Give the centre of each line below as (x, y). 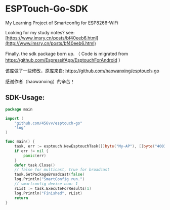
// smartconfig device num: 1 (46, 184)
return (21, 198)
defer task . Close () (35, 165)
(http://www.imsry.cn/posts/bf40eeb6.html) (51, 43)
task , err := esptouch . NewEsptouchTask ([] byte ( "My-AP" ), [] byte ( (85, 146)
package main (19, 109)
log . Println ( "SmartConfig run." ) (50, 179)
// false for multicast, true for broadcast (62, 170)
